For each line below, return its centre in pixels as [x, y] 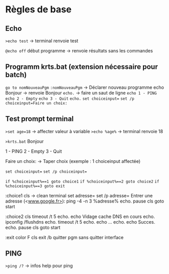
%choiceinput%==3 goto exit [35, 186]
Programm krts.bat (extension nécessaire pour [82, 67]
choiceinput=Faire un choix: [36, 103]
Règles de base [38, 10]
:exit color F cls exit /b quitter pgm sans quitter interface [65, 237]
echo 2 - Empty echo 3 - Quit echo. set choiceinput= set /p [70, 99]
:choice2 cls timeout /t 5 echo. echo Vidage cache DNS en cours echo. [80, 216]
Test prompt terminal [40, 119]
